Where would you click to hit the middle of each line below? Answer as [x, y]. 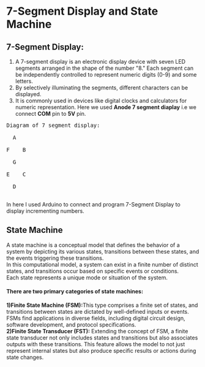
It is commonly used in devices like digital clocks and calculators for [101, 100]
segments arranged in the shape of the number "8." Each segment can [104, 68]
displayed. [28, 94]
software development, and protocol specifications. [71, 325]
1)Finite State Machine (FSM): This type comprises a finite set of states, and [102, 305]
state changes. [25, 357]
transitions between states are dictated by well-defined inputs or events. [98, 312]
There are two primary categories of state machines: [75, 292]
